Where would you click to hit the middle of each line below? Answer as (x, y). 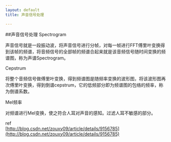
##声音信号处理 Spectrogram (36, 34)
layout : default (22, 10)
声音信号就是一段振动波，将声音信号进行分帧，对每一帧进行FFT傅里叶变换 (83, 45)
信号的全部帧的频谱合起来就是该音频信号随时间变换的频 (108, 51)
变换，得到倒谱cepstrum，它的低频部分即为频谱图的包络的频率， (91, 85)
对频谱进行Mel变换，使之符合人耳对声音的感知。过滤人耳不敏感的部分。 (81, 113)
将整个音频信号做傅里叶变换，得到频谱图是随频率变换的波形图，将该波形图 (83, 78)
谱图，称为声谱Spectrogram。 (37, 58)
